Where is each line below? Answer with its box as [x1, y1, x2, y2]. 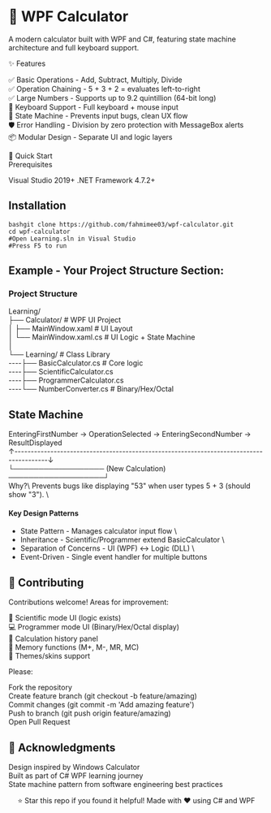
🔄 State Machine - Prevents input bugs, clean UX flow [8, 110, 188, 120]
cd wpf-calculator [8, 227, 71, 236]
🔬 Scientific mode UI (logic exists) [8, 613, 122, 623]
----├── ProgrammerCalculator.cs [8, 375, 124, 385]
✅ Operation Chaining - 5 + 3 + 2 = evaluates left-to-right [8, 84, 200, 93]
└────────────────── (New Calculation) [8, 464, 166, 474]
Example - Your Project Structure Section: [8, 264, 225, 278]
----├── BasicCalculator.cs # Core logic [8, 358, 144, 368]
